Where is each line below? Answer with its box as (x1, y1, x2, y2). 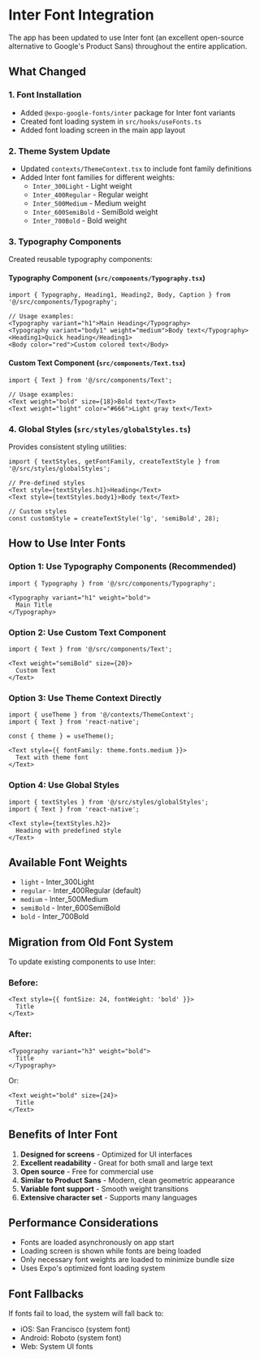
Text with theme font (15, 754, 89, 762)
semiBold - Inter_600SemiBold (19, 903, 120, 913)
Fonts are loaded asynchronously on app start (19, 1238, 175, 1248)
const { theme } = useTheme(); (8, 732, 115, 741)
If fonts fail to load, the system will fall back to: (8, 1309, 164, 1318)
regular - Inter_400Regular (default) (19, 886, 141, 895)
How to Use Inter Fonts (8, 537, 126, 551)
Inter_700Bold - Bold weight (32, 216, 128, 225)
